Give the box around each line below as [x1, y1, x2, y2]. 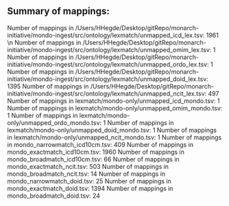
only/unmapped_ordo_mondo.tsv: [7, 118, 102, 126]
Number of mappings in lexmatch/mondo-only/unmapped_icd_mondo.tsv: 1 [7, 96, 220, 105]
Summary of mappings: [7, 5, 110, 17]
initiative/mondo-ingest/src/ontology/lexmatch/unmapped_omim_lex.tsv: [7, 45, 212, 54]
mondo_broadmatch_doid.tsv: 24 [7, 192, 101, 200]
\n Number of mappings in [7, 38, 82, 47]
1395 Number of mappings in [7, 82, 89, 90]
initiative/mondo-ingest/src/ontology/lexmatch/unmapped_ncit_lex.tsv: [7, 89, 207, 98]
